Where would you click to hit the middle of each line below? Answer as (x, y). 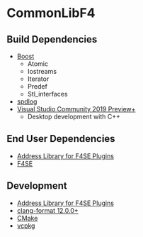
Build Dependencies (52, 39)
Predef (37, 86)
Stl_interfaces (47, 94)
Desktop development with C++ (74, 116)
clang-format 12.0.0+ (47, 210)
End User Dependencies (61, 139)
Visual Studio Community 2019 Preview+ (76, 109)
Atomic (38, 64)
